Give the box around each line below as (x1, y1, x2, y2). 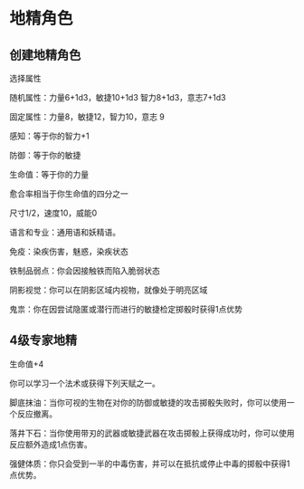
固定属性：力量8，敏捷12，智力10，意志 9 (9, 111, 166, 122)
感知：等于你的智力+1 (9, 130, 90, 141)
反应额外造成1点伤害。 (9, 438, 92, 449)
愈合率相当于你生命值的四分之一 (9, 188, 128, 199)
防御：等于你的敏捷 (9, 150, 81, 160)
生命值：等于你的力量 (9, 169, 89, 179)
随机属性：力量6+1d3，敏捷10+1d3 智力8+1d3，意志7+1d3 (9, 92, 226, 102)
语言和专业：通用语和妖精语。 (9, 227, 120, 237)
